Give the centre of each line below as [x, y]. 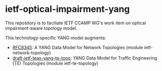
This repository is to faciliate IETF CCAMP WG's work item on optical [76, 23]
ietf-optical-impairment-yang [68, 9]
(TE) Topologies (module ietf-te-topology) [55, 63]
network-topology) [32, 53]
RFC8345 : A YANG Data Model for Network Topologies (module [78, 47]
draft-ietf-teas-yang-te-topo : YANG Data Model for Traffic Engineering [85, 58]
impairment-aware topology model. [41, 28]
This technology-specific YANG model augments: [56, 38]
